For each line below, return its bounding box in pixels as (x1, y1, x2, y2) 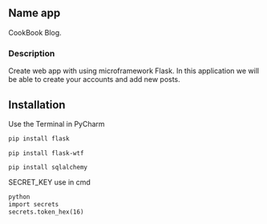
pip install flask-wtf (8, 149, 84, 157)
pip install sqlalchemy (8, 163, 88, 171)
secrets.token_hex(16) (8, 208, 84, 216)
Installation (8, 98, 66, 112)
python (8, 193, 30, 201)
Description (8, 47, 55, 59)
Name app (8, 6, 61, 20)
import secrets (8, 200, 59, 208)
